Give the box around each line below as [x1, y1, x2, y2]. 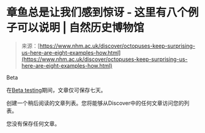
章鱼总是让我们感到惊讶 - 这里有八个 [6, 5, 188, 20]
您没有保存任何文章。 [6, 120, 60, 127]
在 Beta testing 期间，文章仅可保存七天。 [6, 86, 106, 93]
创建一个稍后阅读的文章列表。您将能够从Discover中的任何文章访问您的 [6, 99, 185, 107]
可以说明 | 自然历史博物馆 [17, 21, 144, 35]
